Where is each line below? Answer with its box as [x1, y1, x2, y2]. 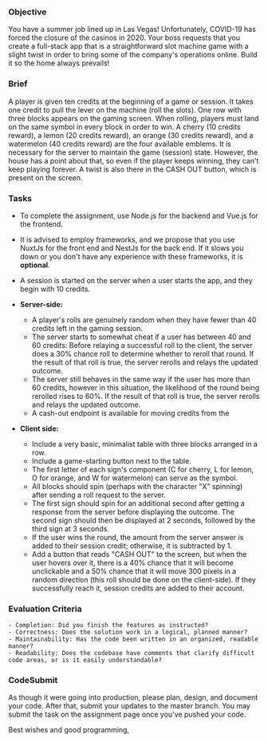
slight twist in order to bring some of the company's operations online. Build [8, 50, 258, 60]
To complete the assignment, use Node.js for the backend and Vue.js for [19, 211, 258, 220]
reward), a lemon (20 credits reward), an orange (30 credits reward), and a [8, 130, 254, 140]
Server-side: [19, 299, 63, 309]
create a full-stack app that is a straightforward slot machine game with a [8, 41, 249, 51]
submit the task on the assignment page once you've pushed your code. [8, 709, 246, 720]
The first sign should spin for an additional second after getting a [31, 498, 245, 508]
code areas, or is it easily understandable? [8, 657, 162, 665]
